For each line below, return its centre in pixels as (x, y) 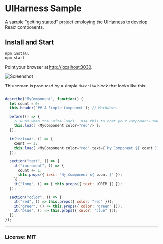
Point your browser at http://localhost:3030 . (49, 67)
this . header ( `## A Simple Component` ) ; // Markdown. (64, 108)
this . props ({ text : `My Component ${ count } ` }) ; (70, 175)
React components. (24, 27)
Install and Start (30, 43)
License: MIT (21, 237)
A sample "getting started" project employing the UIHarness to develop (76, 22)
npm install (17, 53)
